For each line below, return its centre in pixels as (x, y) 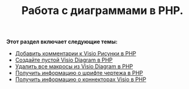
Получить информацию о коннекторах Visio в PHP (80, 79)
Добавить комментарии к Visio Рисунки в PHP (76, 54)
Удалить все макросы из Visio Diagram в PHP (74, 66)
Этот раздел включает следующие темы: (62, 42)
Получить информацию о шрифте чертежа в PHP (79, 73)
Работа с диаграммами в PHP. (102, 11)
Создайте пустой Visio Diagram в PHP (64, 60)
